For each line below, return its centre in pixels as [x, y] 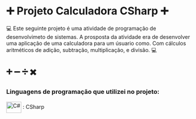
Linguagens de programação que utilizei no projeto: [83, 92]
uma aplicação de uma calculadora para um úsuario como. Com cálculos [96, 43]
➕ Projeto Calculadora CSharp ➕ [88, 11]
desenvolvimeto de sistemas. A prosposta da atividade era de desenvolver [98, 36]
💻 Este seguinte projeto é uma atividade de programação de [81, 28]
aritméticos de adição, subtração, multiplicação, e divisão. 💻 [82, 50]
